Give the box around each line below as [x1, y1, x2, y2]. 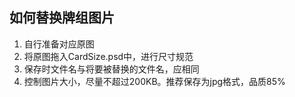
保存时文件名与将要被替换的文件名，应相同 [23, 63, 200, 75]
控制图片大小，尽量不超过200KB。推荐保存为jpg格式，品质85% [23, 75, 286, 87]
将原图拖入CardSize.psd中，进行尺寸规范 [23, 50, 194, 62]
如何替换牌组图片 [9, 9, 115, 27]
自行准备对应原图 [23, 38, 95, 50]
